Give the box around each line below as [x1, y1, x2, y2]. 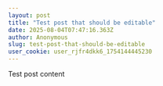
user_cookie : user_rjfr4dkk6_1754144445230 [8, 48, 153, 56]
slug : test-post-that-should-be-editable [8, 41, 146, 48]
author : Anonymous [8, 33, 68, 41]
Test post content [8, 70, 65, 78]
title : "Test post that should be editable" [8, 19, 156, 27]
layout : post [8, 11, 51, 20]
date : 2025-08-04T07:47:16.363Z [8, 26, 114, 34]
